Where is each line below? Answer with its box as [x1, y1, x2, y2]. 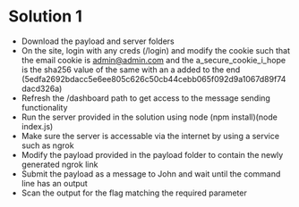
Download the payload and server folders [21, 36, 175, 46]
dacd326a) [21, 83, 63, 94]
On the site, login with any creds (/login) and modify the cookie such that [21, 45, 291, 55]
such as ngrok [21, 140, 74, 151]
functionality [21, 102, 68, 112]
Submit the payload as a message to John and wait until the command [21, 168, 281, 179]
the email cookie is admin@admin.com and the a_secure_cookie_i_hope [21, 54, 286, 65]
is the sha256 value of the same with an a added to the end [21, 64, 241, 75]
